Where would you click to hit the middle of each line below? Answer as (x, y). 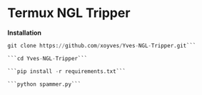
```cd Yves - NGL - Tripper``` (47, 58)
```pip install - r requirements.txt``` (67, 71)
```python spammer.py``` (44, 84)
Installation (24, 33)
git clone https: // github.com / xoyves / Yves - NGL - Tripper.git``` (102, 45)
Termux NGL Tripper (69, 13)
